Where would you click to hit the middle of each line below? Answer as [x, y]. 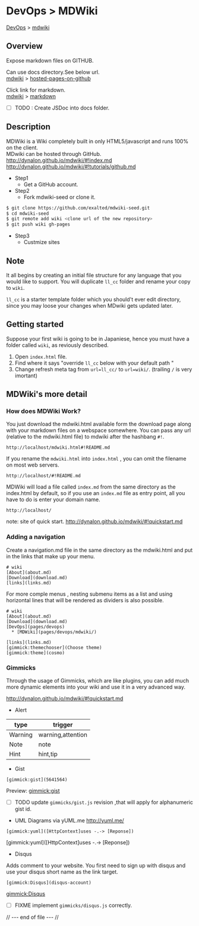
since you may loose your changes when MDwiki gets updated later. [90, 305]
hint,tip [48, 754]
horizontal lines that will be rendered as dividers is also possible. [85, 600]
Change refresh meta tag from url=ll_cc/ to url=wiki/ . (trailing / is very [103, 369]
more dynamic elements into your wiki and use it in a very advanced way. [96, 687]
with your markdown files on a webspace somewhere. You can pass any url [99, 430]
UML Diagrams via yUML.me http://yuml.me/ [70, 821]
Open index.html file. [41, 356]
